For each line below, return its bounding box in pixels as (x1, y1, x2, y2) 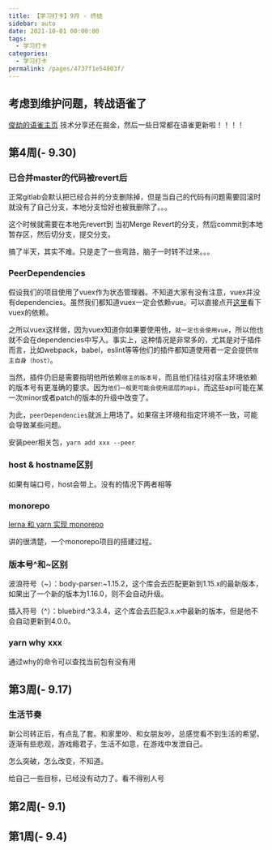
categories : (8, 49, 49, 58)
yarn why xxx (8, 637, 63, 649)
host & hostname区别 (8, 459, 93, 470)
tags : (8, 34, 27, 43)
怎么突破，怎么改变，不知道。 (8, 756, 108, 766)
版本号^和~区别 (8, 559, 69, 570)
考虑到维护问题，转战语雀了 (8, 97, 147, 110)
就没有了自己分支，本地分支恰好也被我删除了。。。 (8, 202, 172, 212)
